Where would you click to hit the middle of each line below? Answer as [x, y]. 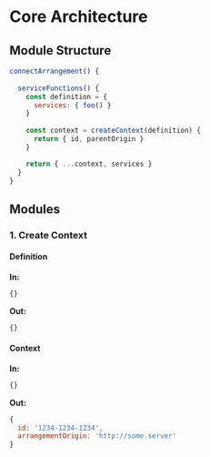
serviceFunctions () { [59, 88]
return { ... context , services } [89, 164]
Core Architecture [79, 17]
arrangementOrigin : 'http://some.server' [97, 436]
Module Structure [60, 51]
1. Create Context [49, 235]
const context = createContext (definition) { [114, 131]
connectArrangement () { [55, 71]
